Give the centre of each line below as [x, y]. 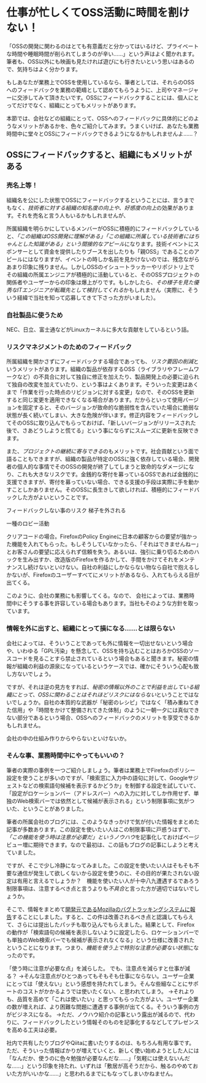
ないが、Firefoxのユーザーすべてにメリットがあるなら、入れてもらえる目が [105, 575]
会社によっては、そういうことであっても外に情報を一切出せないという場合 [100, 643]
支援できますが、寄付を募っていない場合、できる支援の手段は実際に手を [97, 482]
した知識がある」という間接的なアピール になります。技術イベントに [108, 244]
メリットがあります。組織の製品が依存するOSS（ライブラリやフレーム [105, 369]
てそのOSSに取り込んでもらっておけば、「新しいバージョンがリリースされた [101, 423]
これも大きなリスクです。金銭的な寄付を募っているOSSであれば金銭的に [108, 474]
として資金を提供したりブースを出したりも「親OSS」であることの [111, 251]
